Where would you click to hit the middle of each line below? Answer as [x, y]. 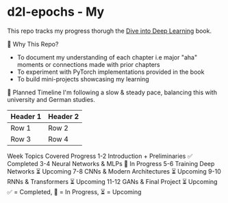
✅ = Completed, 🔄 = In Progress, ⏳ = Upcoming [74, 191]
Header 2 [63, 116]
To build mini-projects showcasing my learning [83, 79]
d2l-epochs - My [56, 12]
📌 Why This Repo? [33, 44]
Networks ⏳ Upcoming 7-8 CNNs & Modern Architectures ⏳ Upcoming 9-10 [114, 171]
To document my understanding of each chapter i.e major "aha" [107, 57]
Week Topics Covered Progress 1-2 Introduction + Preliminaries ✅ [100, 156]
